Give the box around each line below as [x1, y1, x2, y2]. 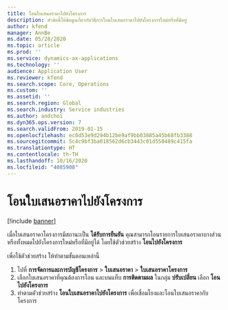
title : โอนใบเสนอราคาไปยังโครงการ [7, 10, 87, 17]
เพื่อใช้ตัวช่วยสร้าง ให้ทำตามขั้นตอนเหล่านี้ [7, 251, 100, 260]
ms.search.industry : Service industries [7, 106, 125, 113]
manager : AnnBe [7, 29, 51, 37]
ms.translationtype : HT [7, 145, 76, 152]
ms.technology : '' [7, 61, 60, 68]
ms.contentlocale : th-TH [7, 151, 79, 158]
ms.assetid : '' [7, 94, 51, 101]
